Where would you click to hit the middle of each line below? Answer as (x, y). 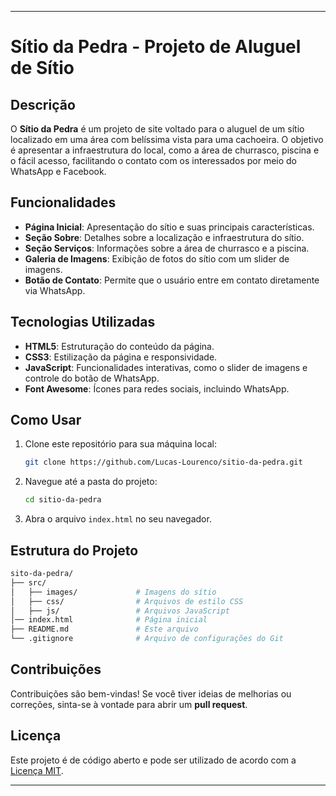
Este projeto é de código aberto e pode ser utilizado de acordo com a (153, 760)
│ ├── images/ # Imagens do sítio (113, 592)
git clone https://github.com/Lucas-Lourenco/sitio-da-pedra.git (163, 462)
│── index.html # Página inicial (109, 620)
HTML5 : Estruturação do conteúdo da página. (119, 346)
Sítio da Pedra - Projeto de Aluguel (156, 47)
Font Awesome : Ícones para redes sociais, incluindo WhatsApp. (157, 388)
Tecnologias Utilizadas (83, 322)
